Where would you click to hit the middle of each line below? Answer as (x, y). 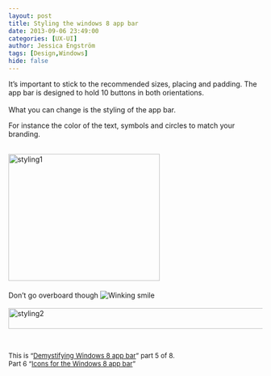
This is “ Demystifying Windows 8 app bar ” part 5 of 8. (92, 355)
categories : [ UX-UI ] (43, 38)
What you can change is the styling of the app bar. (92, 109)
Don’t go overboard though (54, 295)
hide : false (28, 61)
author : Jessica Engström (52, 46)
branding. (24, 133)
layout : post (30, 16)
